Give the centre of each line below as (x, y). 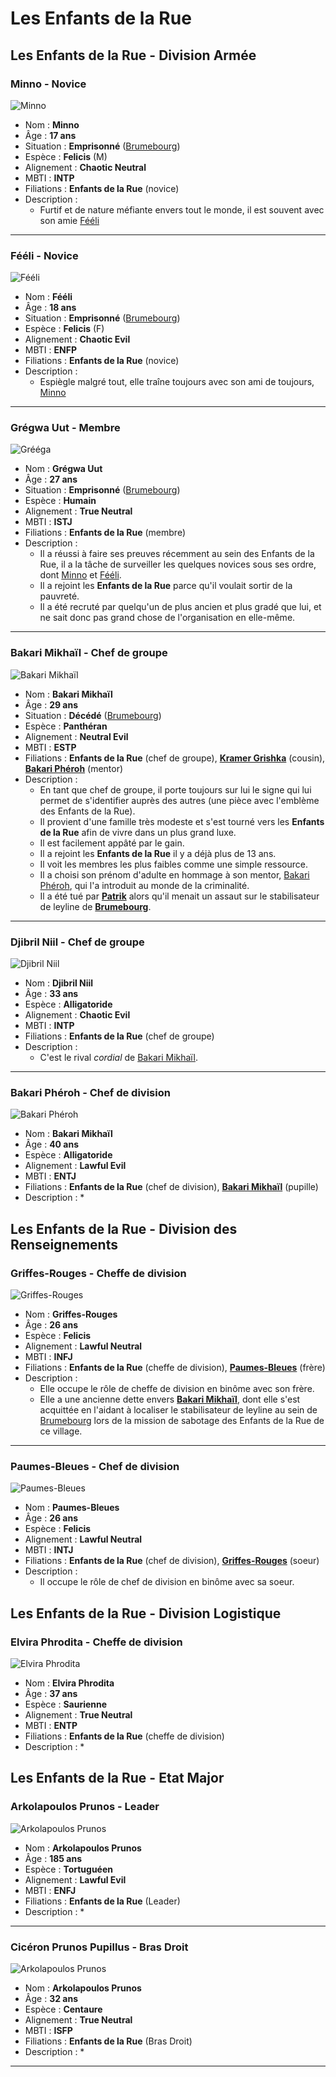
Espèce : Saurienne (66, 1704)
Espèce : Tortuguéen (69, 1869)
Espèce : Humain (60, 501)
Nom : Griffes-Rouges (71, 1314)
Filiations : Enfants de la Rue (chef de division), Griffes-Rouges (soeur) (172, 1561)
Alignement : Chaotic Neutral (85, 167)
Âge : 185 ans (53, 1858)
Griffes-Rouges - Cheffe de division (98, 1273)
